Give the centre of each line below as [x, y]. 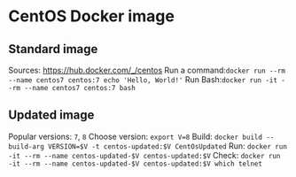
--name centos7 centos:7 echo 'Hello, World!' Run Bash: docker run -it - [147, 80]
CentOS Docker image [91, 16]
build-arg [27, 146]
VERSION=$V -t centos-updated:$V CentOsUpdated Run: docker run [167, 146]
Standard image [53, 49]
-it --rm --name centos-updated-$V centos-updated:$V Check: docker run [144, 155]
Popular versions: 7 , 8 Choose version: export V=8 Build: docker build [136, 136]
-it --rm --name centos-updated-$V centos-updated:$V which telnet [136, 164]
